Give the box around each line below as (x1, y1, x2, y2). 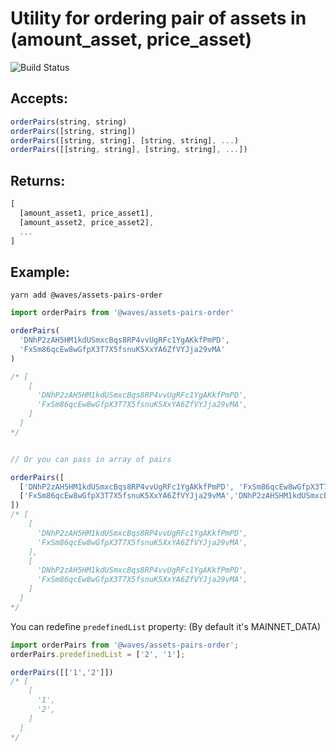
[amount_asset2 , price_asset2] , (19, 217, 155, 227)
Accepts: (10, 90, 68, 107)
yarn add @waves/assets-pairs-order (10, 290, 163, 301)
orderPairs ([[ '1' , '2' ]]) (10, 667, 114, 677)
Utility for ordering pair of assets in (10, 7, 307, 30)
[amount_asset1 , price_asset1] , (19, 208, 155, 218)
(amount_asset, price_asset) (10, 28, 253, 51)
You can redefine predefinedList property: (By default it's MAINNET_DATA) (10, 620, 322, 632)
